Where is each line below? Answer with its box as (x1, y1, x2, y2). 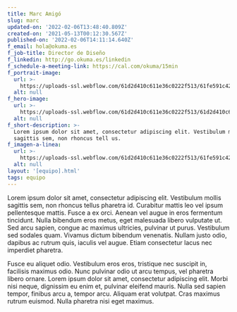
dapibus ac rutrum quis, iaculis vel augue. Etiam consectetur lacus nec (7, 238, 213, 247)
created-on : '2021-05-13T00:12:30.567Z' (7, 30, 128, 37)
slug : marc (7, 17, 39, 24)
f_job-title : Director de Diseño (7, 50, 106, 57)
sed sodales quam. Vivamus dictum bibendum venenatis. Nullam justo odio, (7, 230, 227, 239)
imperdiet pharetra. (7, 246, 63, 254)
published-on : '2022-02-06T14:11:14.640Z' (7, 37, 134, 44)
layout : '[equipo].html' (7, 167, 80, 175)
